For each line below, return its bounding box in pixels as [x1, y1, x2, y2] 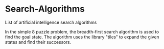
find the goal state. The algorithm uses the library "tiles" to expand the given [5, 34, 159, 40]
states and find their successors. [5, 39, 71, 45]
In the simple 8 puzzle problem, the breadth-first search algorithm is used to [5, 29, 159, 34]
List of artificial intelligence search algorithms [5, 19, 97, 25]
